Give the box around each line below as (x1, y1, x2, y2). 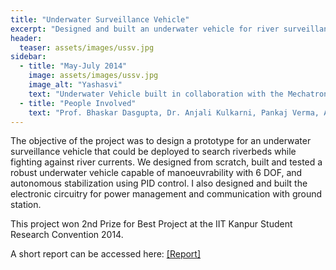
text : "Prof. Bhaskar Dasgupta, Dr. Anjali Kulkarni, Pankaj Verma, (28, 107, 320, 118)
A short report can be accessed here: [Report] (10, 248, 202, 260)
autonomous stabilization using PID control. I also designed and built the (10, 177, 308, 190)
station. (10, 199, 42, 211)
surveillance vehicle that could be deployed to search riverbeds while (10, 146, 297, 158)
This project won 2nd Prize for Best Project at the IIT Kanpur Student (10, 218, 293, 230)
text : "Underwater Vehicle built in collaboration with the (28, 89, 284, 99)
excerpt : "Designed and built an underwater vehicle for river (10, 24, 280, 34)
